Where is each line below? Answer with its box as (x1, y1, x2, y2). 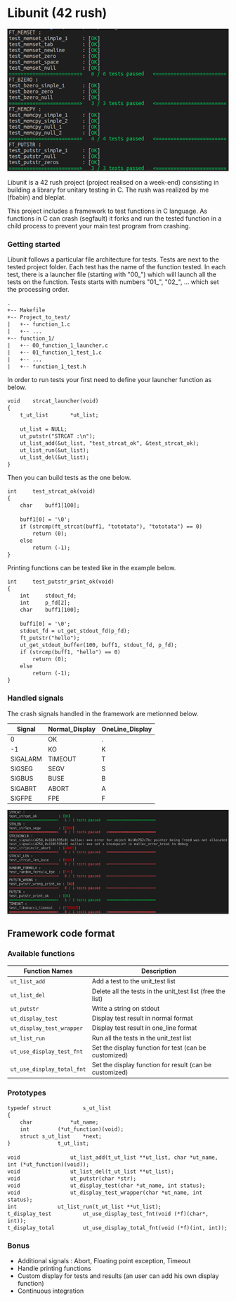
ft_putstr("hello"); (20, 634, 80, 642)
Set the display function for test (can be (91, 1043, 206, 1052)
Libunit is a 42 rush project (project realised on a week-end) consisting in (7, 178, 219, 187)
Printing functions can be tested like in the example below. (7, 564, 176, 572)
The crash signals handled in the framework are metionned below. (7, 709, 199, 718)
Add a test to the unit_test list (91, 977, 176, 985)
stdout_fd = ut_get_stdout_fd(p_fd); (20, 627, 131, 635)
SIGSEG (10, 765, 34, 773)
